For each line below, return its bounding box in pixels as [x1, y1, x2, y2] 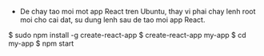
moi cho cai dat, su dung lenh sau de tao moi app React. [19, 15, 206, 24]
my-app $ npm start [8, 39, 74, 48]
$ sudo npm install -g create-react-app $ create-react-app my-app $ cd [8, 31, 246, 39]
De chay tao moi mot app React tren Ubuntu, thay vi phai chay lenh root [19, 7, 256, 16]
